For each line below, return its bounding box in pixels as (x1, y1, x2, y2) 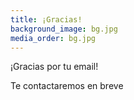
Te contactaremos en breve (10, 80, 124, 92)
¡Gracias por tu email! (10, 61, 99, 73)
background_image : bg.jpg (10, 24, 118, 34)
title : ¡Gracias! (10, 14, 83, 25)
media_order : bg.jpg (10, 33, 97, 43)
